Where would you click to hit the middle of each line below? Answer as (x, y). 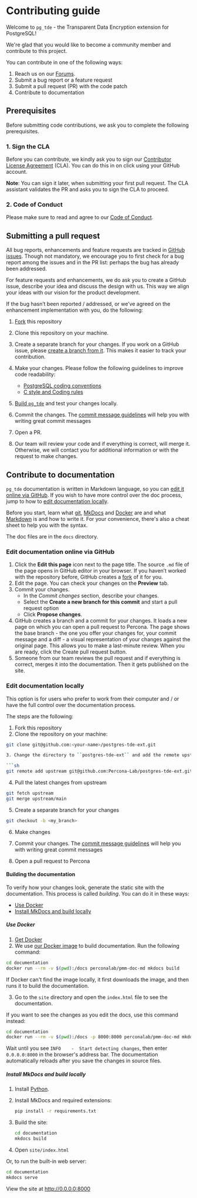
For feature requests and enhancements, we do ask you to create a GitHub (96, 280)
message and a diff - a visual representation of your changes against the (102, 640)
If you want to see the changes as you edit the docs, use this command (92, 1015)
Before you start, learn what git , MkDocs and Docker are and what (86, 513)
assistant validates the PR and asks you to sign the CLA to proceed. (88, 190)
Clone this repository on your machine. (62, 333)
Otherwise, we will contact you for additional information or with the (96, 450)
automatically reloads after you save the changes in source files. (84, 1061)
